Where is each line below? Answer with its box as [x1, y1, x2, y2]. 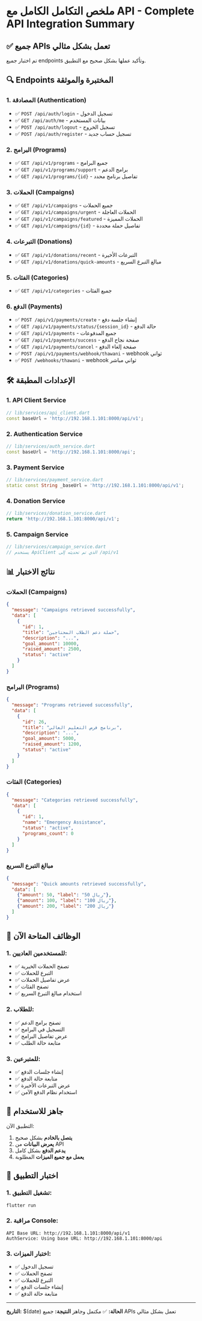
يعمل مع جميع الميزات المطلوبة [14, 1153, 84, 1160]
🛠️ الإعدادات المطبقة [6, 375, 75, 386]
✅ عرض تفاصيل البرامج [14, 1032, 68, 1039]
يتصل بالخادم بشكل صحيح [14, 1134, 73, 1141]
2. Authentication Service [6, 430, 83, 438]
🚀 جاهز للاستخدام [6, 1106, 64, 1116]
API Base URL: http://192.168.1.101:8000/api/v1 [6, 1230, 130, 1236]
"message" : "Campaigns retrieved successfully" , [11, 607, 136, 613]
